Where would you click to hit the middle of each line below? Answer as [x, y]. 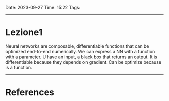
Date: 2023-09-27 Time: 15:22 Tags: [43, 7]
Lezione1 [24, 32]
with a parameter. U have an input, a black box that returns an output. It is [81, 57]
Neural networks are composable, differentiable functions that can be [77, 46]
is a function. [19, 67]
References [30, 93]
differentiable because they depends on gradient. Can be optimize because [83, 62]
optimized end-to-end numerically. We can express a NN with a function [80, 51]
